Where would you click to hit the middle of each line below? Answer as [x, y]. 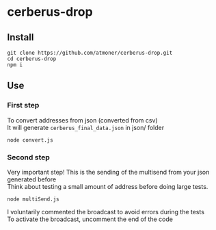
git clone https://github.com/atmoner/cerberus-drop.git [90, 53]
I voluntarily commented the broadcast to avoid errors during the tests [106, 212]
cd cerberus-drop [32, 59]
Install [21, 37]
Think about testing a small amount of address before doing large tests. [108, 186]
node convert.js [30, 140]
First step [23, 105]
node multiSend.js [33, 199]
